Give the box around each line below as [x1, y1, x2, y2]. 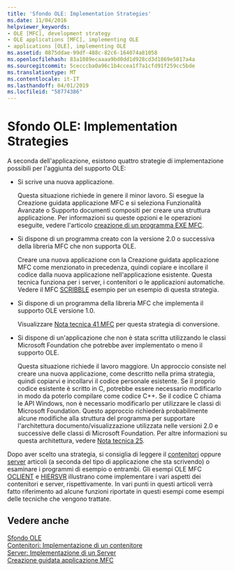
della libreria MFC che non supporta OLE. [17, 242, 136, 251]
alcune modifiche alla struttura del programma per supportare [17, 414, 196, 422]
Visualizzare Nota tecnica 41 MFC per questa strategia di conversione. [17, 320, 220, 329]
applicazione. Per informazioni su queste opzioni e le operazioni [17, 214, 202, 222]
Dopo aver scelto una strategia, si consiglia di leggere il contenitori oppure [7, 450, 221, 459]
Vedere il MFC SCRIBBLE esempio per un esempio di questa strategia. [17, 285, 219, 294]
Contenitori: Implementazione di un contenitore [7, 541, 143, 549]
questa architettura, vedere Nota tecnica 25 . [17, 436, 145, 445]
